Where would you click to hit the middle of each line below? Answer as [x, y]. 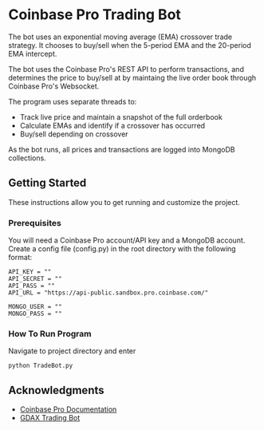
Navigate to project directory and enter [72, 351]
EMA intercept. [33, 53]
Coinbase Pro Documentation [68, 409]
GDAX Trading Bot [50, 418]
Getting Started [47, 183]
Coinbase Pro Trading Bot [95, 15]
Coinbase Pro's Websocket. [54, 86]
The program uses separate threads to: [73, 101]
